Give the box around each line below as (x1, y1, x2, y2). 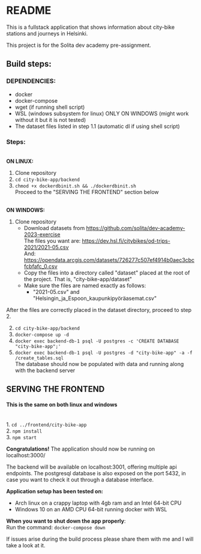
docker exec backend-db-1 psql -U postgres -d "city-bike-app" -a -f (14, 350, 193, 356)
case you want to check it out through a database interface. (6, 476, 154, 483)
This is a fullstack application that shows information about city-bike (6, 23, 175, 31)
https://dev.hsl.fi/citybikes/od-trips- (82, 237, 171, 244)
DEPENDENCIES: (6, 77, 56, 85)
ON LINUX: (6, 157, 34, 165)
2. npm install (6, 427, 43, 434)
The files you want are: (23, 237, 81, 244)
